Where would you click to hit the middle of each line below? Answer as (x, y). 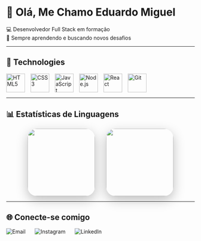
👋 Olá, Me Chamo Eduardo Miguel (91, 12)
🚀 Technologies (36, 62)
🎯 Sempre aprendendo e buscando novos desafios (69, 38)
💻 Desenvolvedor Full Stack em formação (58, 29)
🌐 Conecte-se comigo (48, 217)
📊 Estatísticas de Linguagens (63, 114)
